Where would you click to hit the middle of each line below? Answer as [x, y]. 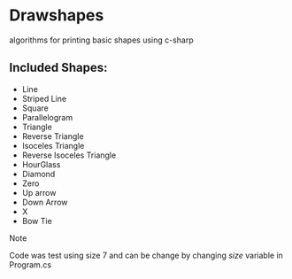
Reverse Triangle [53, 136]
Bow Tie [37, 221]
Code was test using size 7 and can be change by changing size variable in [146, 255]
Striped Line [44, 98]
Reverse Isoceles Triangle [69, 155]
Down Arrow [45, 202]
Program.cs [30, 264]
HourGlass [41, 164]
